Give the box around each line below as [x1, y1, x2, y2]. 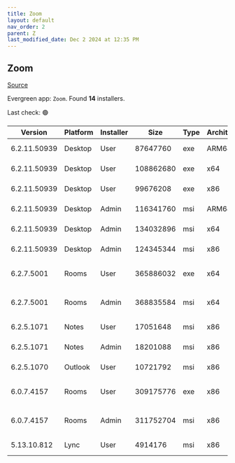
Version [20, 127, 48, 137]
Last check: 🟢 [7, 108, 49, 116]
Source [7, 80, 28, 89]
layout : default [7, 17, 55, 24]
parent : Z [7, 29, 36, 37]
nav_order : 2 [7, 23, 45, 30]
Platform [64, 127, 94, 137]
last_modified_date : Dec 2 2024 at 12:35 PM [7, 36, 139, 43]
